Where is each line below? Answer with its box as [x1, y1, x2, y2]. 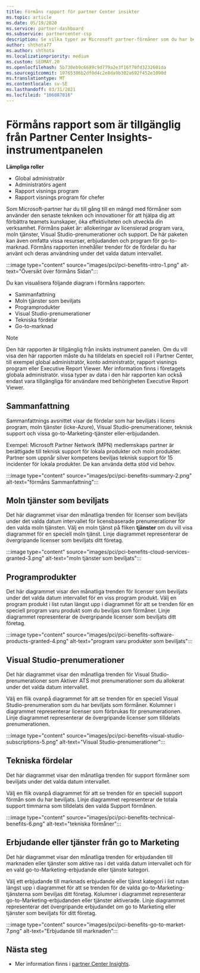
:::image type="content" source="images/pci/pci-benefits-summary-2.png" [6, 472, 192, 479]
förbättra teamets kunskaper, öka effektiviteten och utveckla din [6, 218, 164, 225]
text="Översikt [6, 267, 42, 275]
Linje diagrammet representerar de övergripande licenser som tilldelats [6, 714, 180, 721]
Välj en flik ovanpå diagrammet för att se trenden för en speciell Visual [6, 694, 179, 702]
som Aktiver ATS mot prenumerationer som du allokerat [48, 677, 185, 684]
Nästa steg [6, 944, 48, 954]
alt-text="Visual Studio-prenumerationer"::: [59, 738, 165, 745]
